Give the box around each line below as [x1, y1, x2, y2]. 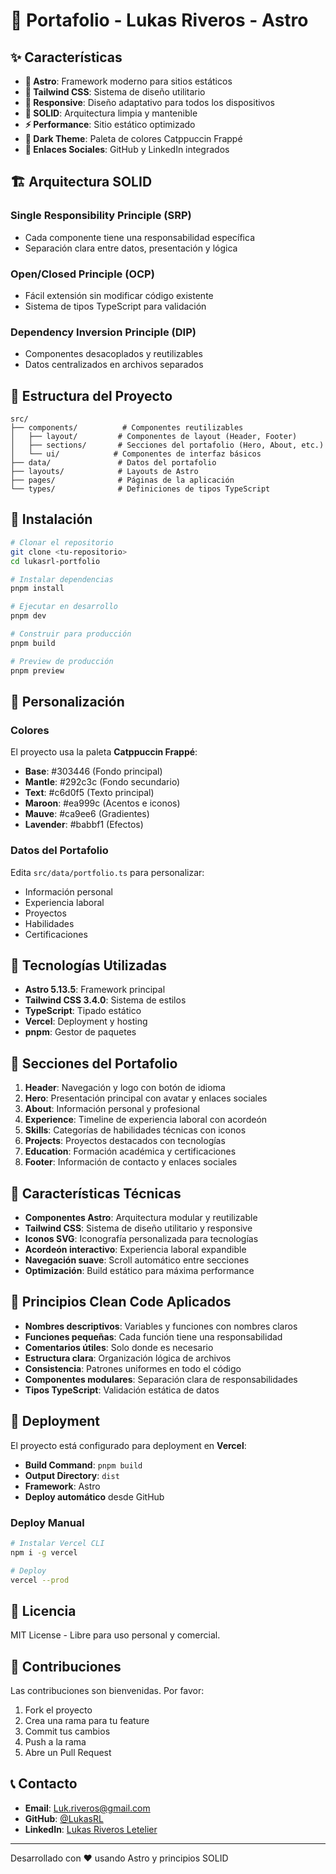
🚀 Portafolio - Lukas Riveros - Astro [10, 9, 309, 32]
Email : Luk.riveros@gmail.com [24, 1802, 151, 1814]
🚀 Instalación [10, 511, 93, 528]
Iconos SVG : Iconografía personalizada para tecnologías [24, 1232, 259, 1244]
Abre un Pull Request [24, 1747, 112, 1758]
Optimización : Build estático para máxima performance [24, 1264, 255, 1276]
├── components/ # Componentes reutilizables [10, 423, 244, 433]
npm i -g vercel [10, 1547, 78, 1558]
